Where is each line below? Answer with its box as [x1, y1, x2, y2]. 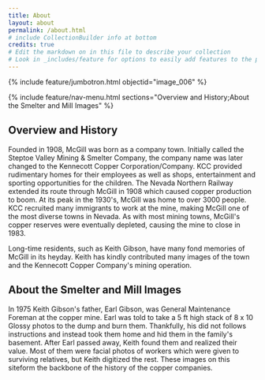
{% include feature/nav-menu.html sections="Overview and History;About [8, 92, 250, 102]
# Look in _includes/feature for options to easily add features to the [8, 56, 252, 64]
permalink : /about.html [8, 26, 87, 34]
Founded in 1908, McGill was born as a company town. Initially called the [8, 144, 244, 154]
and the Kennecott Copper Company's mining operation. [8, 260, 192, 270]
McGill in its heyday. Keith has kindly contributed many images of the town [8, 251, 250, 261]
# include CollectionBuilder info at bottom [8, 33, 157, 42]
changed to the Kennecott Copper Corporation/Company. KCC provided [8, 161, 243, 170]
